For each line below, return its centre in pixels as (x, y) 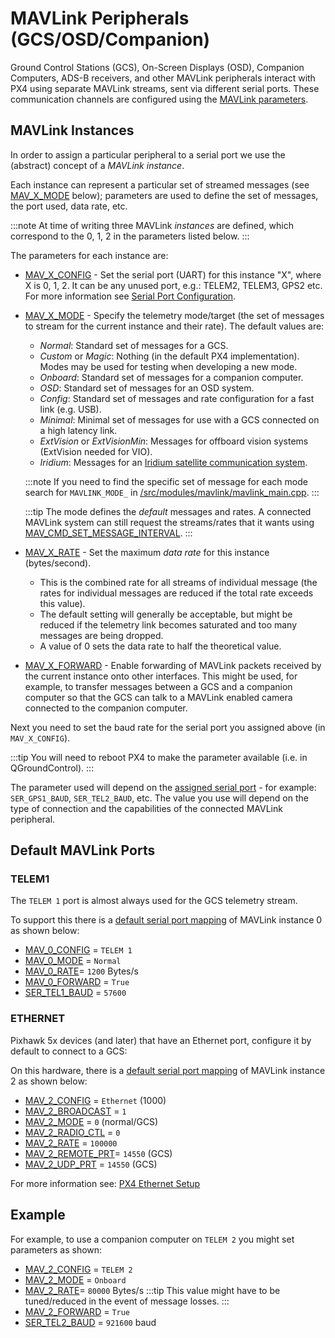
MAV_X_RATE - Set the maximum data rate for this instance (147, 552)
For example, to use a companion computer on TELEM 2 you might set (152, 1239)
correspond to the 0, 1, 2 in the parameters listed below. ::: (130, 236)
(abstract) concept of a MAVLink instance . (97, 165)
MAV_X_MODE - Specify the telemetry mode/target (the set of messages (174, 315)
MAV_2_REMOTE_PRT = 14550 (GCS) (98, 1153)
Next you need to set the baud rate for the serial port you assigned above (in (168, 727)
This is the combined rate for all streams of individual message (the (178, 582)
